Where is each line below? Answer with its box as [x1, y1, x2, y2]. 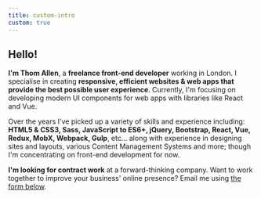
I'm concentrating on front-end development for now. [8, 150, 180, 160]
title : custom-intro [8, 11, 76, 20]
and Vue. [8, 102, 38, 111]
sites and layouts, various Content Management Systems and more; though [8, 142, 252, 151]
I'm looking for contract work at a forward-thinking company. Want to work [8, 165, 253, 175]
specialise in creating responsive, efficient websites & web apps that [8, 77, 234, 86]
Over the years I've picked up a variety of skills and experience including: [8, 117, 245, 126]
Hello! [8, 48, 38, 61]
